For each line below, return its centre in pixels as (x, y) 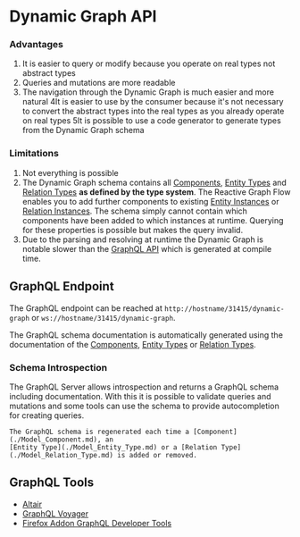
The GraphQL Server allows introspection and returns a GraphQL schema (144, 387)
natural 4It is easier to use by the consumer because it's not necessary (153, 102)
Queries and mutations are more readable (99, 83)
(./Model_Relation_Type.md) (62, 455)
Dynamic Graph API (83, 17)
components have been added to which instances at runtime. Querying (153, 220)
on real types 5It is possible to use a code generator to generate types (151, 121)
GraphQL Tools (52, 483)
